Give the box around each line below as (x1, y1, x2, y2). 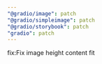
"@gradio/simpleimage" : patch (7, 17, 96, 24)
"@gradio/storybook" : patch (7, 23, 89, 30)
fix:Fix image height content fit (7, 49, 96, 57)
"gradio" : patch (7, 29, 54, 37)
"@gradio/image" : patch (7, 10, 77, 17)
